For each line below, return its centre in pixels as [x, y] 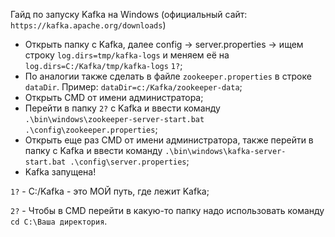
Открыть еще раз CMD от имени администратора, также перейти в [169, 140]
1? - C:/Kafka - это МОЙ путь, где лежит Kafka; [110, 191]
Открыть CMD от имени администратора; [114, 97]
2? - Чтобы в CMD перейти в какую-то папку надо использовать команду [167, 210]
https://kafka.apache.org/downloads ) [88, 25]
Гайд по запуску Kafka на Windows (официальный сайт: [129, 14]
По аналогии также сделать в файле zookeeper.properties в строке [168, 76]
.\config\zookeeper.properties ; [91, 129]
